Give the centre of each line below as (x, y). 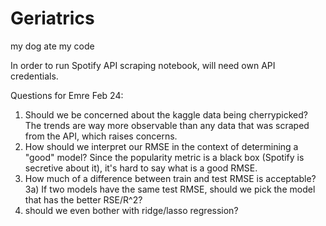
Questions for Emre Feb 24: (67, 95)
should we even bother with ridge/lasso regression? (131, 210)
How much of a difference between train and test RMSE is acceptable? (170, 178)
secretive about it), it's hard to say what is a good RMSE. (141, 168)
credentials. (34, 76)
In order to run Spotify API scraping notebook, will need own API (143, 65)
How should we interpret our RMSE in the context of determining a (161, 146)
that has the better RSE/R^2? (83, 199)
